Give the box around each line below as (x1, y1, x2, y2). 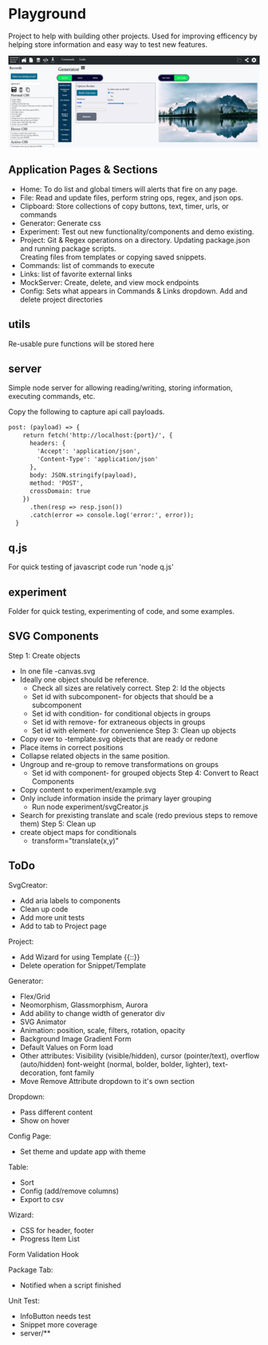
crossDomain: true (29, 488, 91, 496)
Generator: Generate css (19, 218, 101, 227)
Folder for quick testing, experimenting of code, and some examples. (8, 607, 235, 616)
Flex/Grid (19, 991, 50, 1001)
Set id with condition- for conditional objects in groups (31, 708, 211, 718)
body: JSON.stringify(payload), (29, 472, 137, 480)
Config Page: (8, 1131, 52, 1141)
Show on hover (19, 1115, 70, 1125)
